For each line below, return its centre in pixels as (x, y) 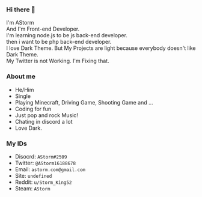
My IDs (17, 144)
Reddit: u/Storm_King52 (43, 182)
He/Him (24, 89)
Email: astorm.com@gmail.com (50, 169)
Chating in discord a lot (44, 121)
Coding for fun (33, 109)
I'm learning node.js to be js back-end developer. (67, 35)
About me (21, 76)
